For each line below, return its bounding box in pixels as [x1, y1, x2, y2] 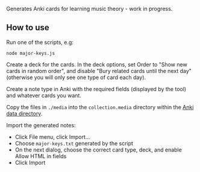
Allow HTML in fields [14, 152, 67, 159]
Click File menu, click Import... [14, 133, 90, 141]
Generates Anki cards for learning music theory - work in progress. [6, 5, 173, 12]
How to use [6, 22, 49, 33]
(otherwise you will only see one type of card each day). [6, 74, 146, 81]
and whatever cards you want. [6, 92, 81, 99]
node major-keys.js [6, 50, 55, 56]
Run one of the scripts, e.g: [6, 39, 74, 46]
